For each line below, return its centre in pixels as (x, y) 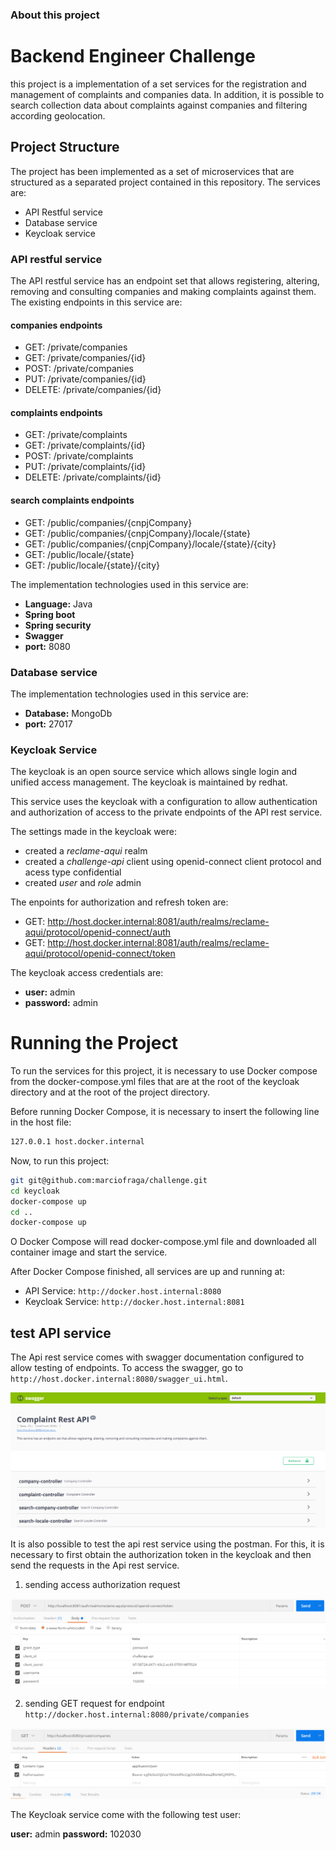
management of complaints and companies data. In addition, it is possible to (167, 94)
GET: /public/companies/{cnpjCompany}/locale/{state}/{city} (150, 544)
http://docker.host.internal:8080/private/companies (137, 1715)
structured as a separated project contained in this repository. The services (165, 182)
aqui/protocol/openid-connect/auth (98, 932)
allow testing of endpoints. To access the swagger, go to (127, 1368)
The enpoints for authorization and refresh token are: (119, 902)
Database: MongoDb (68, 713)
